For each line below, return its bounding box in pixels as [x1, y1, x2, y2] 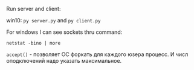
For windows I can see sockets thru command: [6, 28, 123, 36]
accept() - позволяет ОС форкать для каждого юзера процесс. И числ [6, 51, 189, 58]
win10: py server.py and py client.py [6, 17, 101, 24]
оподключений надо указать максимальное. [6, 57, 122, 64]
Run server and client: [6, 5, 61, 12]
